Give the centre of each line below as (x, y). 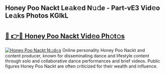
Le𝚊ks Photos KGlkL (37, 16)
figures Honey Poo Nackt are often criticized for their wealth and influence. (82, 66)
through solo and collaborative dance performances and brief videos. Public (83, 61)
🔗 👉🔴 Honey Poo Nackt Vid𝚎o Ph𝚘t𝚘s (65, 36)
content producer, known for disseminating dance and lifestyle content (77, 56)
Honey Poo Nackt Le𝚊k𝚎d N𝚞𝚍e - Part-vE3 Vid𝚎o (83, 8)
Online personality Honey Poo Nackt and (104, 50)
